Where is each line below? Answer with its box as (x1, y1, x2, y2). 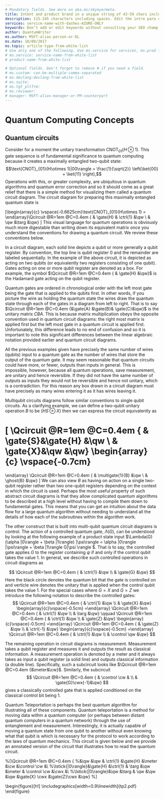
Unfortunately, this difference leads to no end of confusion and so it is (5, 327, 146, 333)
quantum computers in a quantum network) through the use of (5, 717, 131, 724)
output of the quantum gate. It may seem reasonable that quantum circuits (5, 357, 155, 363)
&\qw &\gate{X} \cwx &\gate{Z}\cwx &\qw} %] (5, 774, 98, 780)
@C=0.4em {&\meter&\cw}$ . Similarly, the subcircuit (5, 667, 111, 673)
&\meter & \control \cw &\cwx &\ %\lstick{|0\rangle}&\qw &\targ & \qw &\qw (5, 769, 156, 775)
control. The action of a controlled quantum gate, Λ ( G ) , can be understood (5, 529, 155, 534)
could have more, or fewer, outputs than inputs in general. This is (5, 362, 136, 368)
